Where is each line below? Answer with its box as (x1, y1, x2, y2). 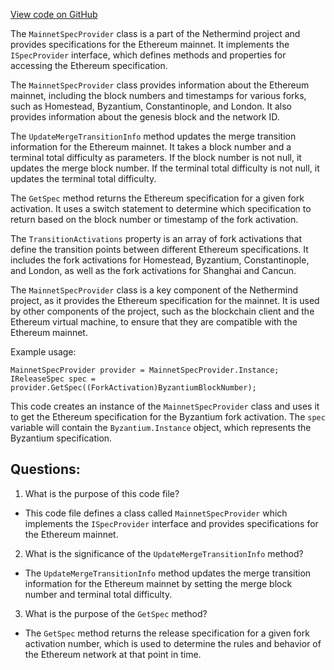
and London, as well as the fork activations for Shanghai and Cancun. (10, 265, 297, 276)
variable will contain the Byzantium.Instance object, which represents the (10, 422, 312, 433)
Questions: (10, 461, 81, 478)
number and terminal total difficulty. (24, 588, 173, 600)
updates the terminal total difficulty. (10, 173, 157, 184)
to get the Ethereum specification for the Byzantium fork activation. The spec (10, 411, 326, 423)
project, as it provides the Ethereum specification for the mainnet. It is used (10, 295, 320, 306)
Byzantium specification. (10, 432, 113, 444)
